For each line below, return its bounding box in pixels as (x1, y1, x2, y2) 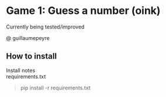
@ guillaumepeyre (6, 34, 50, 41)
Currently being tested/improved (6, 23, 85, 30)
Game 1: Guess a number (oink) (6, 4, 161, 17)
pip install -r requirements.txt (20, 84, 91, 91)
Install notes (6, 67, 36, 74)
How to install (6, 51, 57, 62)
